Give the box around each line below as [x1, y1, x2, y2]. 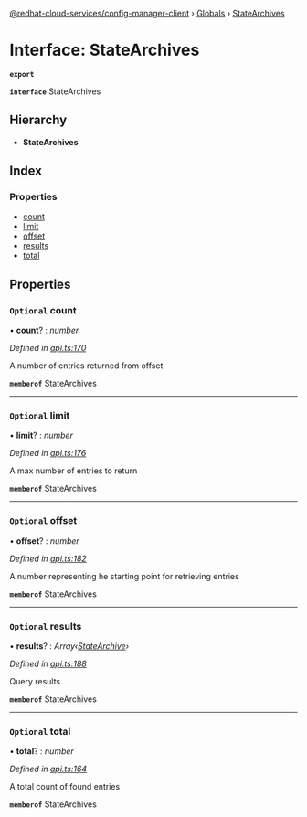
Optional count [9, 303, 77, 316]
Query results [9, 676, 61, 687]
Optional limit [9, 409, 70, 422]
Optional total [9, 725, 71, 737]
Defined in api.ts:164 [9, 763, 88, 775]
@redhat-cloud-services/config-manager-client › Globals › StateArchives [9, 8, 285, 18]
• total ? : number [9, 746, 75, 757]
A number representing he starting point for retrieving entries [9, 570, 239, 581]
